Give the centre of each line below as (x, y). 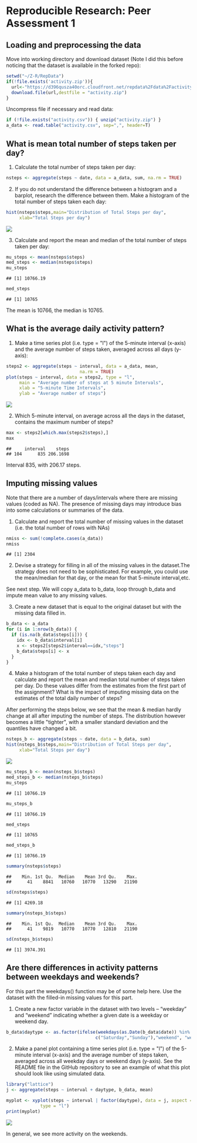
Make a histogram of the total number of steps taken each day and (95, 673)
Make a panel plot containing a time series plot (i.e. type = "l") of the (97, 1049)
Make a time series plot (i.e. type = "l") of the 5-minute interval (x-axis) (100, 343)
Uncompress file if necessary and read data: (60, 109)
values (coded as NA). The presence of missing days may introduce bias (94, 504)
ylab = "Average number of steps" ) (63, 394)
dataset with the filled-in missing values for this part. (69, 997)
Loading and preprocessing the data (74, 45)
